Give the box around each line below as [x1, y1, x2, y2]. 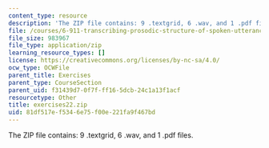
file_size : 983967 [8, 34, 70, 42]
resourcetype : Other [8, 94, 78, 102]
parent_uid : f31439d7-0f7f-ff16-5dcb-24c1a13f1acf [8, 86, 181, 94]
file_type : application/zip [8, 42, 102, 50]
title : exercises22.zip [8, 101, 88, 109]
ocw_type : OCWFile [8, 64, 70, 72]
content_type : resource [8, 11, 88, 20]
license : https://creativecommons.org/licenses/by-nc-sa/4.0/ [8, 57, 220, 65]
